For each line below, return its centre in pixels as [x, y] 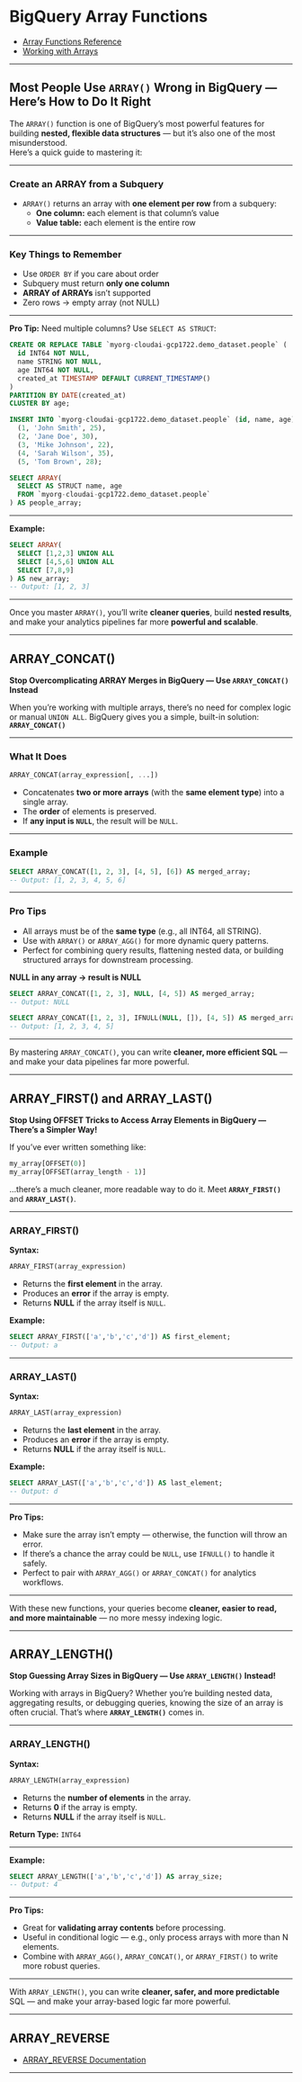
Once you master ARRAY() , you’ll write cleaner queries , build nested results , [151, 613]
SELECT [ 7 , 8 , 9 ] [46, 570]
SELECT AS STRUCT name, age [70, 486]
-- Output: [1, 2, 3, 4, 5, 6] [68, 880]
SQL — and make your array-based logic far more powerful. [120, 2001]
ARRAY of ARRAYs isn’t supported [86, 293]
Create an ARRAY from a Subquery [87, 184]
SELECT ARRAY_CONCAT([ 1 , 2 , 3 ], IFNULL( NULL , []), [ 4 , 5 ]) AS [128, 1019]
